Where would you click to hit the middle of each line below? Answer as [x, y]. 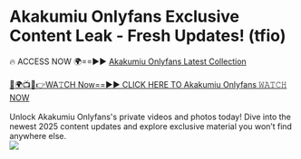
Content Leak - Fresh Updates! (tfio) [148, 36]
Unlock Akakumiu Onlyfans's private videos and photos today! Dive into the [150, 117]
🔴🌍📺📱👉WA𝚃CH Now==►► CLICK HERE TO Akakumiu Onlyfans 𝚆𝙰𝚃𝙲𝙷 [148, 84]
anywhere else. [38, 136]
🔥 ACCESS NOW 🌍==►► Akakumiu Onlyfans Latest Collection [128, 61]
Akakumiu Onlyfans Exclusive [125, 17]
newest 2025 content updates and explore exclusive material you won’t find [151, 126]
